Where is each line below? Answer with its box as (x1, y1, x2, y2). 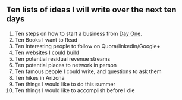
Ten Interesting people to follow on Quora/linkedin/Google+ (14, 42, 161, 49)
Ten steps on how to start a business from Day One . (14, 30, 143, 37)
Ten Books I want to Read (14, 36, 78, 43)
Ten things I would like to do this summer (14, 80, 116, 87)
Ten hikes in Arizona (14, 74, 65, 81)
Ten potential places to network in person (14, 61, 117, 68)
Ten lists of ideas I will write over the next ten (6, 5, 177, 15)
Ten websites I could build (14, 49, 79, 56)
